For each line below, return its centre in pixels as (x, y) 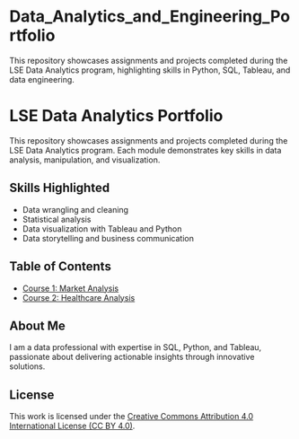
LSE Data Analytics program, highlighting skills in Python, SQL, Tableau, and (150, 70)
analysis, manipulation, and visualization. (85, 160)
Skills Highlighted (60, 188)
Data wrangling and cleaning (75, 209)
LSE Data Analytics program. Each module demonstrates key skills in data (145, 150)
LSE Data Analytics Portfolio (116, 116)
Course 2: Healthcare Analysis (79, 297)
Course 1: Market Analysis (70, 288)
